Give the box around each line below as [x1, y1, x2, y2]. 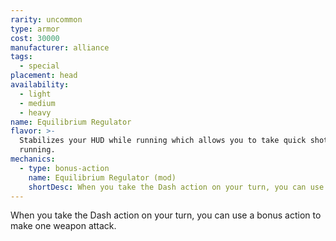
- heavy [19, 107, 52, 118]
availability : [10, 80, 70, 90]
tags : [10, 52, 33, 62]
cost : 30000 [10, 33, 60, 43]
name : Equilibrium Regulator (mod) [28, 172, 177, 183]
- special [19, 61, 60, 71]
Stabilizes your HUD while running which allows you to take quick [19, 136, 307, 146]
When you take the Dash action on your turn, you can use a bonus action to [10, 209, 322, 221]
